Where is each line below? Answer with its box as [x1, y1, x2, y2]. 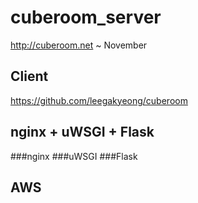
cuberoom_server [10, 6, 162, 29]
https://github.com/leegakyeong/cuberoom [10, 94, 188, 106]
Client [10, 68, 49, 85]
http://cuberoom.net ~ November [10, 39, 148, 51]
